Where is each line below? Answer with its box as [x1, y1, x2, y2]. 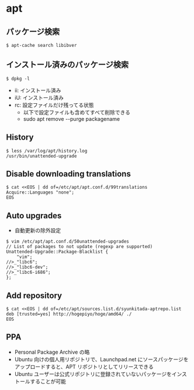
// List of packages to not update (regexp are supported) [6, 244, 153, 250]
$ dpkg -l [6, 76, 30, 82]
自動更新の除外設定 [14, 227, 61, 234]
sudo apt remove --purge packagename [23, 115, 120, 122]
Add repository [6, 290, 63, 300]
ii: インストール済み [14, 87, 61, 94]
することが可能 [30, 378, 66, 385]
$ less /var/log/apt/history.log [6, 148, 88, 154]
